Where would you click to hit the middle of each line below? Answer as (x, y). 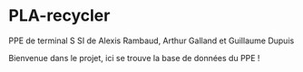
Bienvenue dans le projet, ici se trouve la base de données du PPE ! (134, 58)
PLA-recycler (59, 16)
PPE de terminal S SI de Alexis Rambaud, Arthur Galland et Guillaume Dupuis (151, 40)
